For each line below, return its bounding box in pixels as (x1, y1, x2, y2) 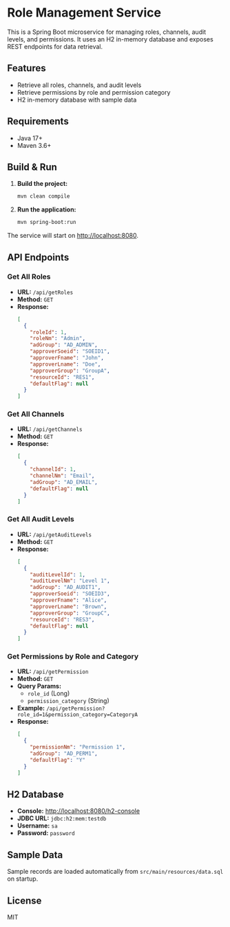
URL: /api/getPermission (17, 667, 89, 675)
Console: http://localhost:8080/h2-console (17, 807, 140, 815)
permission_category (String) (27, 697, 109, 705)
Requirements (7, 115, 69, 127)
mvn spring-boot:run (17, 219, 76, 226)
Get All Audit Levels (7, 514, 74, 524)
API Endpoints (7, 251, 70, 263)
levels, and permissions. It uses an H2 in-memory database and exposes (7, 35, 213, 43)
